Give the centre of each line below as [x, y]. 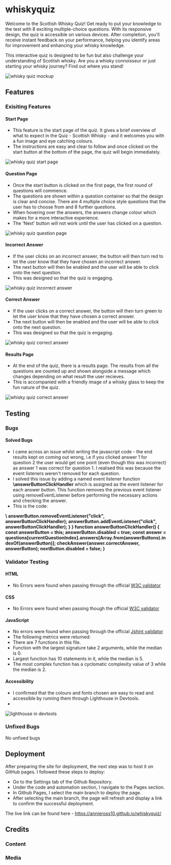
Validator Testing [27, 561]
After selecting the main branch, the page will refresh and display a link [87, 798]
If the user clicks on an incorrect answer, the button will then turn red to [88, 256]
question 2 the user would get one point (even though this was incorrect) [89, 462]
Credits [17, 829]
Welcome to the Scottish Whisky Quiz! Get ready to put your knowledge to [83, 24]
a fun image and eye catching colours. [53, 141]
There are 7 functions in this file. [47, 642]
